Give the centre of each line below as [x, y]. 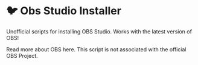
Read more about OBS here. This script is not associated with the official [96, 49]
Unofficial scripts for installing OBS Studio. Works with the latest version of [99, 31]
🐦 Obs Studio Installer [64, 11]
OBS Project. [22, 55]
